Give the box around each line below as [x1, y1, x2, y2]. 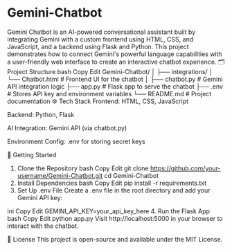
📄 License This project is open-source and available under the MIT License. [7, 235, 223, 243]
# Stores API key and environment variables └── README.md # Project [7, 89, 212, 98]
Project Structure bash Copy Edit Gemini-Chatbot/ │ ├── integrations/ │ [7, 67, 213, 75]
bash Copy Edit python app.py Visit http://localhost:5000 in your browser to [7, 214, 223, 222]
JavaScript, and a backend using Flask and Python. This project [7, 42, 189, 51]
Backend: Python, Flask [7, 110, 75, 118]
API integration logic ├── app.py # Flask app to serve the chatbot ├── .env [7, 82, 224, 91]
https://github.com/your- [150, 164, 221, 172]
